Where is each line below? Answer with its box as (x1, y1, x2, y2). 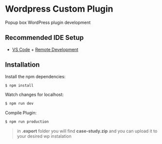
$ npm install (5, 83, 34, 88)
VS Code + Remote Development (12, 46, 79, 52)
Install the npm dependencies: (5, 73, 66, 79)
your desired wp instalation (17, 133, 72, 139)
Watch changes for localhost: (5, 91, 64, 98)
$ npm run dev (5, 101, 34, 106)
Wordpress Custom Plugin (5, 3, 113, 15)
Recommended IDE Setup (5, 34, 84, 42)
